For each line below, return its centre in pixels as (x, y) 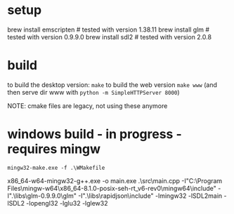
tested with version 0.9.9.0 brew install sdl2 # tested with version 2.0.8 (110, 36)
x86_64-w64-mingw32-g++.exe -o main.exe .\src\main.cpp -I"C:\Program (115, 180)
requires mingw (54, 149)
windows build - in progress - (95, 134)
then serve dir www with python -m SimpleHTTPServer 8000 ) (94, 92)
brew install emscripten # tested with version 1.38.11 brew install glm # (108, 29)
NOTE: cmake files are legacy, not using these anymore (87, 106)
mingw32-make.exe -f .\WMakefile (56, 168)
